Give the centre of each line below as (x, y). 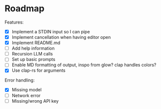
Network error (26, 95)
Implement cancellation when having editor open (61, 37)
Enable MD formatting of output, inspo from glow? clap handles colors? (84, 65)
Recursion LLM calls (32, 54)
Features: (14, 22)
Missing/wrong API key (35, 101)
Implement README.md (36, 43)
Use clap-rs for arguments (39, 70)
